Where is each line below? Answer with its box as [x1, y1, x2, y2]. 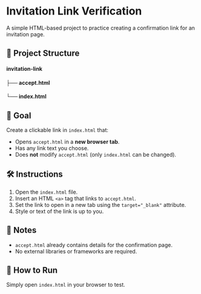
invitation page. [6, 30, 45, 38]
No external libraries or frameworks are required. [15, 247, 137, 255]
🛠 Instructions [6, 169, 64, 180]
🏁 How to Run [6, 265, 58, 275]
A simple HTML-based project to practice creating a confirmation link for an [6, 24, 196, 31]
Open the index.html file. [15, 188, 78, 195]
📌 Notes [6, 225, 37, 235]
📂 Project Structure [6, 48, 80, 59]
